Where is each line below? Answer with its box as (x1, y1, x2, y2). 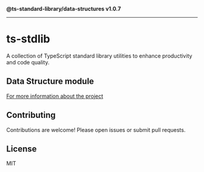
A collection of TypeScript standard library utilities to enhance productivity (6, 52, 192, 60)
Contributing (6, 110, 56, 120)
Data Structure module (6, 76, 94, 87)
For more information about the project (6, 92, 103, 100)
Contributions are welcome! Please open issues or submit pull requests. (6, 126, 186, 133)
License (6, 143, 37, 154)
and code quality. (6, 58, 50, 66)
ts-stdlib (6, 32, 50, 46)
